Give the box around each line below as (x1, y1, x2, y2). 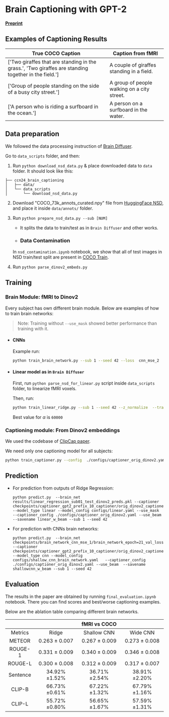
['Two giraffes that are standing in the (8, 58, 97, 65)
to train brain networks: (5, 310, 54, 316)
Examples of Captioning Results (5, 35, 108, 43)
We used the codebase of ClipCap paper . (5, 438, 91, 444)
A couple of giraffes (109, 62, 156, 69)
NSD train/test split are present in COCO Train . (12, 254, 109, 260)
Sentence (8, 671, 31, 678)
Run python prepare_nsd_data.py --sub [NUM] (12, 215, 108, 221)
